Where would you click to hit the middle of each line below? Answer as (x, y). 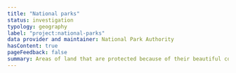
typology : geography (38, 26)
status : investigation (40, 20)
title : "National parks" (44, 14)
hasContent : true (33, 46)
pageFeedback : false (38, 53)
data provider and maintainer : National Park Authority (91, 40)
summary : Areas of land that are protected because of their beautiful (114, 59)
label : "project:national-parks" (56, 33)
